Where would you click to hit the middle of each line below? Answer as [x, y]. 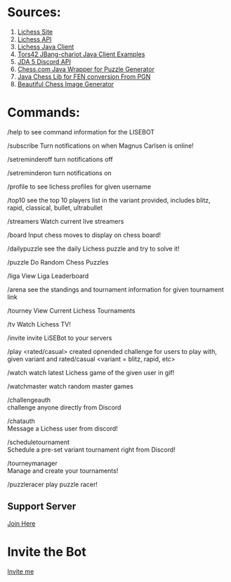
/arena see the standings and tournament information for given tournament [116, 289]
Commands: [44, 113]
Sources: [34, 12]
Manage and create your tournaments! [63, 470]
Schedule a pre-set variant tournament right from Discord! [91, 449]
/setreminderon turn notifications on [60, 172]
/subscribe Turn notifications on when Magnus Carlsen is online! [101, 146]
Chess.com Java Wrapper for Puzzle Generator [86, 69]
